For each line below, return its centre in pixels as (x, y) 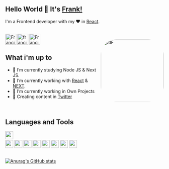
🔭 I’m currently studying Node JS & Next (54, 70)
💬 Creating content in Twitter (42, 97)
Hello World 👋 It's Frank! (44, 9)
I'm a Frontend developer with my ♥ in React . (52, 21)
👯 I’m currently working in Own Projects (54, 91)
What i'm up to (29, 58)
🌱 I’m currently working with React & (50, 80)
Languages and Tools (39, 122)
